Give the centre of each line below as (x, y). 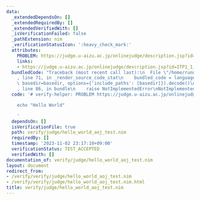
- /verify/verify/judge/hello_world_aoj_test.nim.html (76, 182)
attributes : (26, 50)
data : (13, 12)
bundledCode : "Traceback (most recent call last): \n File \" (90, 72)
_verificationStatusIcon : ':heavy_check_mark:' (72, 45)
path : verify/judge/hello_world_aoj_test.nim (69, 132)
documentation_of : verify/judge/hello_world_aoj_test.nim (79, 160)
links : (25, 61)
